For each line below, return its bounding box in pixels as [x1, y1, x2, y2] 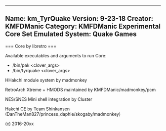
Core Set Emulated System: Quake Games [5, 30, 137, 39]
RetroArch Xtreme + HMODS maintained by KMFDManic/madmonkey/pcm [5, 87, 156, 92]
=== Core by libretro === [5, 43, 57, 49]
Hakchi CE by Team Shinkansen [5, 106, 70, 112]
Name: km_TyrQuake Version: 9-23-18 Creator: [5, 14, 154, 23]
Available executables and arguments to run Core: [5, 52, 107, 58]
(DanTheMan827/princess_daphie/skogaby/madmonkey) [5, 111, 121, 117]
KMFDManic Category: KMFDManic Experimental [5, 22, 161, 31]
